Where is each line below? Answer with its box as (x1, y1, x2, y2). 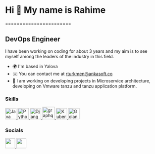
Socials (5, 127, 23, 134)
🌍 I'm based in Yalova (12, 63, 58, 69)
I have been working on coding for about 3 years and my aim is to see (5, 48, 148, 54)
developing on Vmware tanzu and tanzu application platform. (12, 83, 137, 89)
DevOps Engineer (5, 35, 60, 43)
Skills (5, 95, 19, 102)
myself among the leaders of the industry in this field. (5, 53, 114, 59)
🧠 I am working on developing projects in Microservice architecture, (12, 77, 151, 83)
